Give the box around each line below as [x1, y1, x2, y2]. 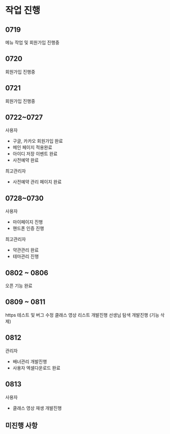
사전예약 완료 [12, 157, 39, 163]
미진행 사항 [5, 421, 38, 430]
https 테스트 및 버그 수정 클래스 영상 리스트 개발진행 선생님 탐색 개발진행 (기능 [5, 312, 160, 318]
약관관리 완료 [12, 247, 39, 253]
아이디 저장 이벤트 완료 [12, 151, 58, 157]
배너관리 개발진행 [12, 358, 47, 365]
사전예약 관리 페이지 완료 [12, 179, 62, 185]
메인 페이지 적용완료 [12, 144, 52, 150]
